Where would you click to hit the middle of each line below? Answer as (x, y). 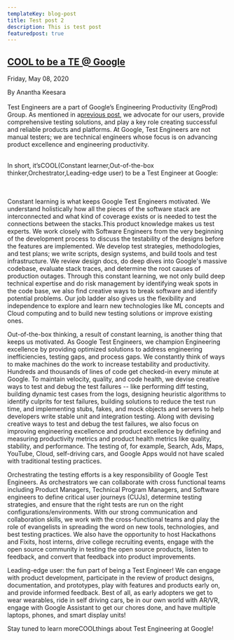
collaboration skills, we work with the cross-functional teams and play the (113, 519)
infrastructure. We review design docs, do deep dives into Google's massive (117, 261)
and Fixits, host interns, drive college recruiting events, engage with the (111, 542)
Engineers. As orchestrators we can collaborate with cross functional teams (117, 482)
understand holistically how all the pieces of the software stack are (104, 209)
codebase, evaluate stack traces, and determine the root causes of (104, 269)
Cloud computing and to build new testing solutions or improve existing (110, 314)
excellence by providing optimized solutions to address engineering (105, 349)
